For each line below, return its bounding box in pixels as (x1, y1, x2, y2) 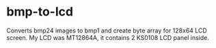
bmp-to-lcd (6, 4, 73, 20)
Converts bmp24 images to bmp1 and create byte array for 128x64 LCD (6, 26, 208, 34)
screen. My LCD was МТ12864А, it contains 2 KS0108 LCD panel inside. (6, 33, 209, 41)
